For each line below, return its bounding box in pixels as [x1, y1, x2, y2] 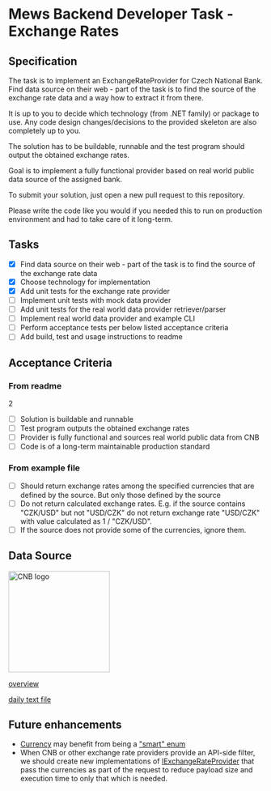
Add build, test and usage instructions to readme [19, 332, 184, 342]
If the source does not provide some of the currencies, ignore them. [19, 525, 247, 534]
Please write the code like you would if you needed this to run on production [8, 206, 263, 215]
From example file [8, 462, 81, 474]
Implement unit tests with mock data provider [19, 296, 171, 304]
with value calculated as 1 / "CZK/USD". [19, 516, 152, 526]
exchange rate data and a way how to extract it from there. [8, 93, 204, 102]
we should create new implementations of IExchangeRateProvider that [19, 756, 255, 766]
